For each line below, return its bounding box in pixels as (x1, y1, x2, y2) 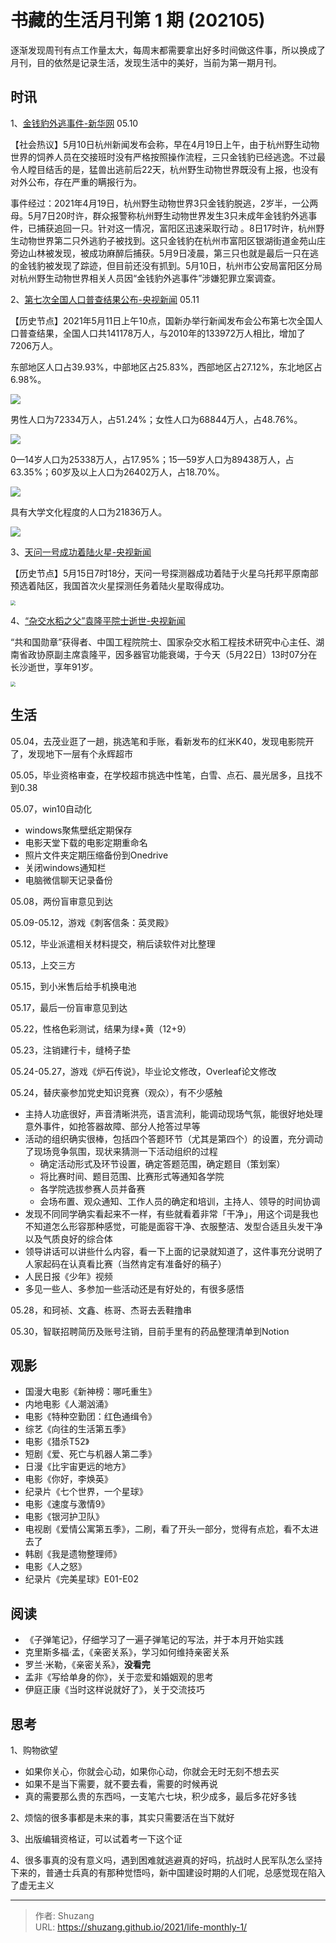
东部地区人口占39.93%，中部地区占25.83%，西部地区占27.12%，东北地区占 (10, 361, 323, 373)
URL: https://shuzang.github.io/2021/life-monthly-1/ (34, 1921, 248, 1933)
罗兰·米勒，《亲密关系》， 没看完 (24, 1659, 151, 1671)
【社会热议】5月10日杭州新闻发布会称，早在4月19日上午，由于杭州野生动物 (10, 138, 320, 150)
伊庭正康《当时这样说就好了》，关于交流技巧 (24, 1684, 205, 1696)
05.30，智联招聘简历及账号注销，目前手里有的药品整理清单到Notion (10, 1325, 290, 1337)
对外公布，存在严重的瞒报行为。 (10, 176, 142, 188)
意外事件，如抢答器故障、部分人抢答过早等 (24, 1120, 201, 1132)
